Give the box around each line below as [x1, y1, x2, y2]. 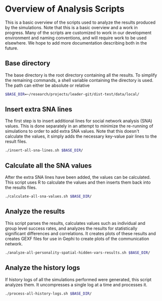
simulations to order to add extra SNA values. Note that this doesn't [5, 128, 139, 134]
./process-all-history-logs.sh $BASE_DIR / [5, 291, 92, 296]
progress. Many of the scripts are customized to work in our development [5, 30, 152, 35]
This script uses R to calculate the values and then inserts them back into [5, 179, 151, 185]
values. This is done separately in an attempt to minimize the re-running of [5, 123, 153, 129]
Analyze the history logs [5, 264, 80, 272]
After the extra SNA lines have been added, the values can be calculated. [5, 174, 151, 180]
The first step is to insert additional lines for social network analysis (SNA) [5, 118, 152, 124]
